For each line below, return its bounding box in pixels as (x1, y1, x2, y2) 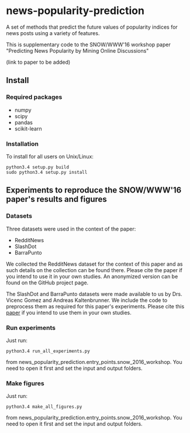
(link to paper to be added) (6, 59, 71, 66)
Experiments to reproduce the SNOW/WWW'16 (6, 185, 182, 195)
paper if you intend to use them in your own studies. (6, 309, 132, 316)
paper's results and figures (6, 194, 107, 204)
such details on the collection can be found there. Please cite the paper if (6, 266, 182, 273)
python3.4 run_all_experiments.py (6, 348, 91, 354)
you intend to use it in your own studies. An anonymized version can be (6, 273, 178, 280)
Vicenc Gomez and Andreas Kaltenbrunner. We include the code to (6, 297, 168, 304)
